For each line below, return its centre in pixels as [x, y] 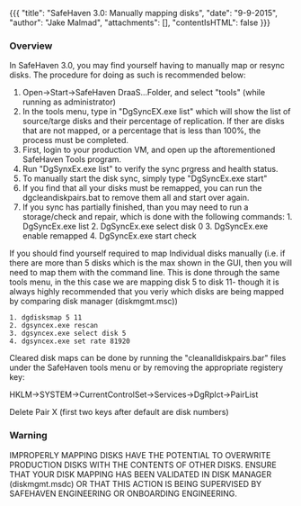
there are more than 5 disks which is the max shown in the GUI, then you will [150, 263]
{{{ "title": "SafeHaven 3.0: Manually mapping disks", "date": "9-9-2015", [144, 13]
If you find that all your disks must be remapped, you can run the [142, 188]
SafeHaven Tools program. [72, 159]
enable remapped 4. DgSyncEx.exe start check [110, 236]
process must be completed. [75, 140]
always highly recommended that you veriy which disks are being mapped [147, 292]
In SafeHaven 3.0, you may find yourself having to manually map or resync [147, 66]
